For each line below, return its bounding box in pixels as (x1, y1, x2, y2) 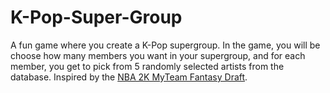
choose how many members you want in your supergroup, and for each (10, 49, 306, 61)
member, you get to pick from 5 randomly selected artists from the (10, 60, 285, 72)
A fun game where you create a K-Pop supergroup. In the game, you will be (10, 39, 321, 51)
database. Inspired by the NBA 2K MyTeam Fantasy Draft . (10, 71, 248, 83)
